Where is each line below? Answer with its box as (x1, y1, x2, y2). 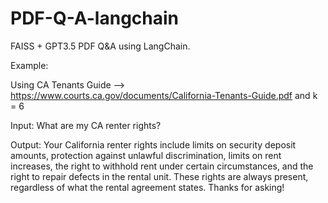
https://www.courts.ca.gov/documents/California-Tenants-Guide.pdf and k (10, 89, 318, 101)
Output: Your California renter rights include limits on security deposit (10, 138, 297, 151)
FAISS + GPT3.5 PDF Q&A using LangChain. (10, 40, 191, 52)
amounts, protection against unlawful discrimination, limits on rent (10, 149, 282, 161)
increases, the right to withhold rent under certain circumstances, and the (10, 160, 314, 172)
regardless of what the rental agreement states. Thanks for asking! (10, 181, 285, 193)
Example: (10, 59, 49, 71)
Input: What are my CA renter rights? (10, 119, 162, 131)
